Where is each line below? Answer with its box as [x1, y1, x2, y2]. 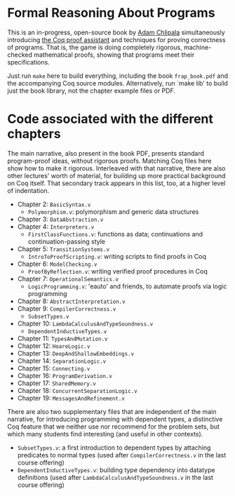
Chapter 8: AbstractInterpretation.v [17, 297, 126, 305]
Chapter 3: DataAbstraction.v [17, 215, 104, 223]
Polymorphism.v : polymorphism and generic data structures [27, 207, 199, 215]
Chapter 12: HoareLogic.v [17, 342, 90, 350]
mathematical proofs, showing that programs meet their [34, 51, 195, 59]
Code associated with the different [7, 111, 214, 127]
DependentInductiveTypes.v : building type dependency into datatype [17, 465, 215, 474]
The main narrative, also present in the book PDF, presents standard [7, 149, 205, 157]
